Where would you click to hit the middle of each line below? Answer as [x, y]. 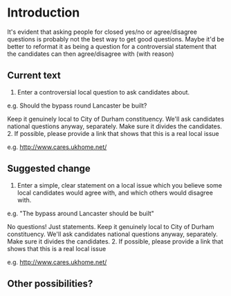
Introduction [44, 13]
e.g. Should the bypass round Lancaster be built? [77, 106]
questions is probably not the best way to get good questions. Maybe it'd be [116, 39]
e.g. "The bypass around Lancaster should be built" [81, 213]
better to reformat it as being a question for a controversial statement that [112, 46]
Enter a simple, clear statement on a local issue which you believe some [120, 185]
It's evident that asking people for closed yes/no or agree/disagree [102, 32]
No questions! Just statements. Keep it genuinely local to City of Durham [111, 226]
